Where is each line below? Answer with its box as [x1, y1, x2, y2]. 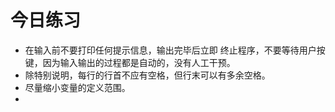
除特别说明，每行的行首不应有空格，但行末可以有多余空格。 [24, 69, 271, 81]
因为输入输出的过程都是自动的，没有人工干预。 [42, 56, 236, 68]
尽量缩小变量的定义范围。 [24, 81, 131, 93]
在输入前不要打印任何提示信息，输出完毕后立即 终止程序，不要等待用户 [24, 44, 317, 56]
